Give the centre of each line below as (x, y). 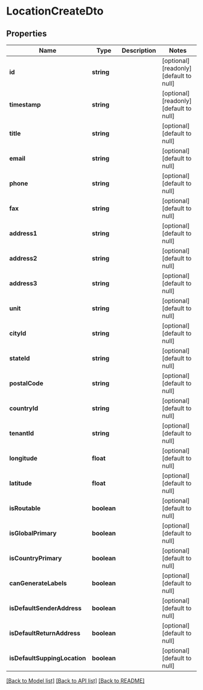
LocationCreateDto (55, 11)
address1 (23, 233)
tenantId (22, 433)
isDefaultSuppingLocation (48, 658)
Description (139, 51)
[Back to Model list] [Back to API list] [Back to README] (76, 681)
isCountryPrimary (36, 558)
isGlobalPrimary (33, 533)
